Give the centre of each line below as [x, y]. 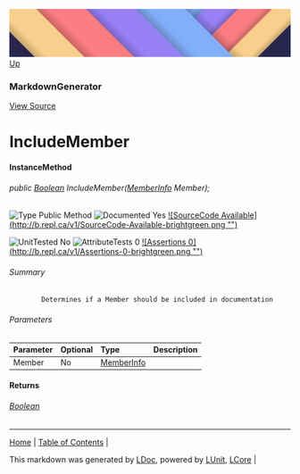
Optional [77, 350]
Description [175, 350]
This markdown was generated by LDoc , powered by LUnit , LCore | [133, 459]
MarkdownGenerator [56, 87]
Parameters [31, 319]
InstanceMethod [41, 167]
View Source [33, 106]
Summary [27, 271]
